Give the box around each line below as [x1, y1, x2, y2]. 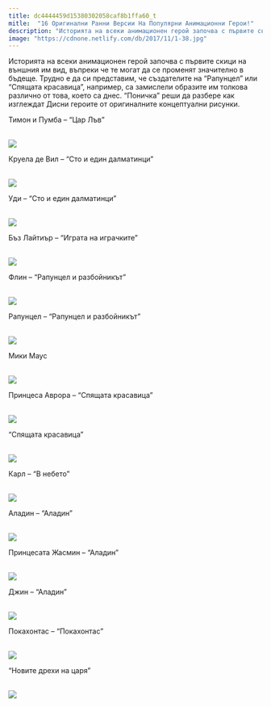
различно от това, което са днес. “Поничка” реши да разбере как [8, 90, 236, 101]
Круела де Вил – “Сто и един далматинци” [8, 154, 154, 164]
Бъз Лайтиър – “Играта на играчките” [8, 233, 139, 243]
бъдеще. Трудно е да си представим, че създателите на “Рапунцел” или [8, 73, 258, 83]
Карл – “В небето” [8, 469, 70, 479]
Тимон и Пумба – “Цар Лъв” [8, 115, 105, 125]
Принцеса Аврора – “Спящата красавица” [8, 391, 153, 400]
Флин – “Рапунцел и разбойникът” [8, 272, 127, 282]
